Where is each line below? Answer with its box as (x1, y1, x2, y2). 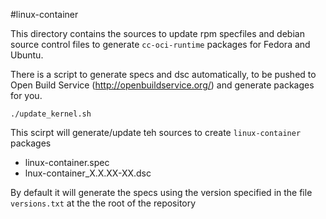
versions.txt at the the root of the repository (10, 197, 197, 209)
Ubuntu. (10, 49, 44, 61)
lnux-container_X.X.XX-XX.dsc (24, 167, 152, 179)
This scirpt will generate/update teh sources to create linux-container (10, 127, 302, 138)
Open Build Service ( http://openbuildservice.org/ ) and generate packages (10, 79, 315, 91)
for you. (10, 90, 43, 101)
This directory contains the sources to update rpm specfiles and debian (10, 28, 305, 39)
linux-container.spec (24, 157, 110, 168)
